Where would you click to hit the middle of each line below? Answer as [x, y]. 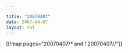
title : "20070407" [28, 16]
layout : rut [20, 27]
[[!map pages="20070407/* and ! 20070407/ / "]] [64, 44]
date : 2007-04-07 [27, 22]
